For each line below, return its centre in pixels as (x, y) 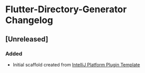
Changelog (29, 20)
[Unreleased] (27, 39)
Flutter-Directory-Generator (66, 9)
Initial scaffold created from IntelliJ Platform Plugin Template (76, 64)
